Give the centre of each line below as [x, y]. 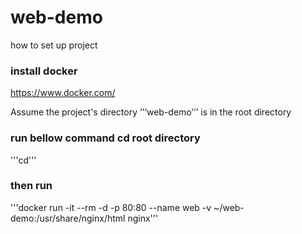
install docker [44, 71]
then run [31, 186]
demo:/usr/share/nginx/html [68, 218]
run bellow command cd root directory [105, 138]
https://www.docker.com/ [63, 93]
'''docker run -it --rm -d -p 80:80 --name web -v [111, 207]
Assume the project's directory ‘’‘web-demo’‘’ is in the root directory [151, 112]
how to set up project [54, 45]
